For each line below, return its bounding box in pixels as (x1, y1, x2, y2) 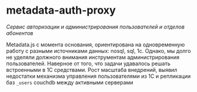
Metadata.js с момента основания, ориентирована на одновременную (6, 41, 185, 48)
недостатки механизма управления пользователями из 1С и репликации (6, 72, 191, 80)
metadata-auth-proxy (6, 4, 116, 17)
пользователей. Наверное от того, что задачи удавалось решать (6, 60, 171, 67)
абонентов (6, 29, 34, 36)
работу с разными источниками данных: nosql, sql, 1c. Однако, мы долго (6, 47, 191, 54)
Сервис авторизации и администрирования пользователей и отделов (6, 23, 185, 30)
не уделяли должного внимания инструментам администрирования (6, 53, 180, 61)
